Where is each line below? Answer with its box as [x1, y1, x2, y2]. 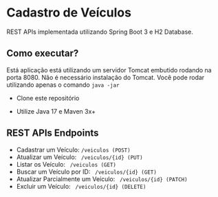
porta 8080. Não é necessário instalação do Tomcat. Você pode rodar [6, 73, 205, 81]
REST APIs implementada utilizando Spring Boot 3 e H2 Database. [6, 28, 193, 36]
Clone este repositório [16, 94, 80, 102]
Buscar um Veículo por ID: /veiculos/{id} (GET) [16, 167, 157, 176]
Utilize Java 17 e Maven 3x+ [16, 107, 96, 115]
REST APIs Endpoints [6, 127, 99, 139]
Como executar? [6, 48, 79, 59]
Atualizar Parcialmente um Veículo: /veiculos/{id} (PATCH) [16, 174, 188, 183]
